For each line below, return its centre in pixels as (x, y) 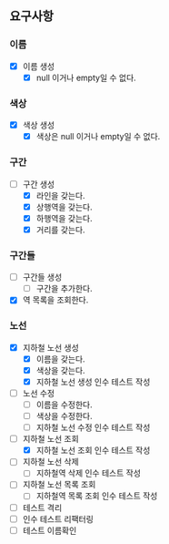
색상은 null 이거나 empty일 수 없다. (98, 137)
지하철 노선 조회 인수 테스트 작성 (93, 450)
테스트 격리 (42, 508)
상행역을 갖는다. (64, 207)
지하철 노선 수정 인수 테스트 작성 (93, 427)
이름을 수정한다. (64, 405)
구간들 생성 (42, 277)
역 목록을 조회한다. (55, 300)
